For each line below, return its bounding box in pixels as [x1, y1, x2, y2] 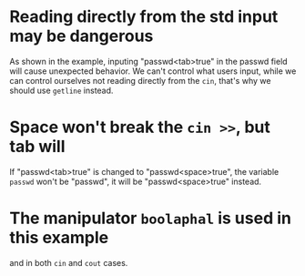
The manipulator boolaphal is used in [9, 208, 291, 229]
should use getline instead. [9, 85, 114, 96]
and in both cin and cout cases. [9, 257, 128, 268]
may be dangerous [9, 26, 154, 46]
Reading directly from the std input [9, 6, 279, 27]
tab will [9, 137, 66, 157]
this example [9, 228, 109, 248]
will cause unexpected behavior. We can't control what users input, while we [9, 66, 297, 77]
